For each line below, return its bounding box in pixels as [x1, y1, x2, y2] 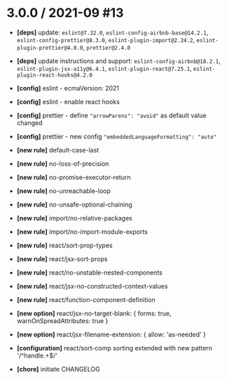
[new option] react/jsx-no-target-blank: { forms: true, [16, 309, 172, 317]
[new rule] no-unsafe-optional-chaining [16, 200, 132, 209]
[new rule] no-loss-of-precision [16, 159, 109, 168]
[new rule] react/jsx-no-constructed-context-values [16, 282, 168, 290]
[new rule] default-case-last [16, 145, 99, 154]
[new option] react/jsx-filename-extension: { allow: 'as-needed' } [16, 330, 206, 339]
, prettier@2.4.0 [83, 43, 131, 51]
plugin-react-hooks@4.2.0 [16, 72, 92, 79]
